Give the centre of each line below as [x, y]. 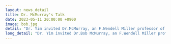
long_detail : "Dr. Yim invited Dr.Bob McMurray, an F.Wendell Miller [81, 33]
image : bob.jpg [21, 24]
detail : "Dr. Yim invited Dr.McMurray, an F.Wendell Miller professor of [85, 29]
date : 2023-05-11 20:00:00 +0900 [41, 19]
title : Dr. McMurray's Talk [35, 15]
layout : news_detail [27, 10]
